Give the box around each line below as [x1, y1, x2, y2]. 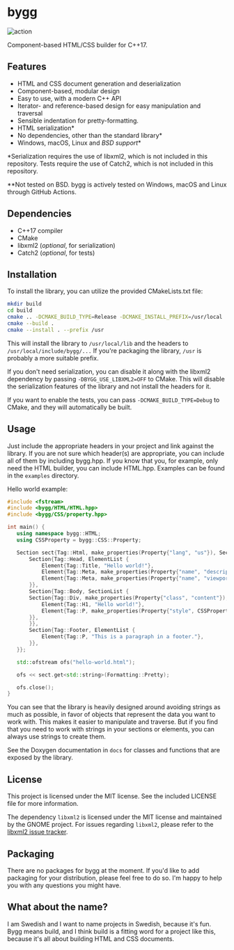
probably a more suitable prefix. [7, 354, 99, 362]
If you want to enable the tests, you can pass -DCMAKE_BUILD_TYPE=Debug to [7, 395, 220, 404]
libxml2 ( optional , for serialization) [17, 241, 116, 249]
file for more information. [7, 800, 79, 808]
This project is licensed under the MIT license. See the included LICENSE [7, 792, 217, 800]
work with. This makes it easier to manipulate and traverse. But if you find [7, 718, 218, 726]
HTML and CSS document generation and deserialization [17, 79, 181, 88]
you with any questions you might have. [7, 881, 121, 889]
